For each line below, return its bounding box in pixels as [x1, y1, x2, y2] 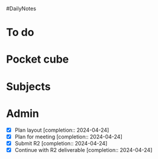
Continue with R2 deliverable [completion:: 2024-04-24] [14, 146, 153, 153]
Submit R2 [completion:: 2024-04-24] [14, 139, 108, 147]
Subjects [6, 80, 51, 93]
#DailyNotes [6, 5, 37, 12]
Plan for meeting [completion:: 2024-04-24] [14, 133, 122, 140]
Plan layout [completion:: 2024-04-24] [14, 126, 109, 134]
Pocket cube [6, 53, 69, 66]
